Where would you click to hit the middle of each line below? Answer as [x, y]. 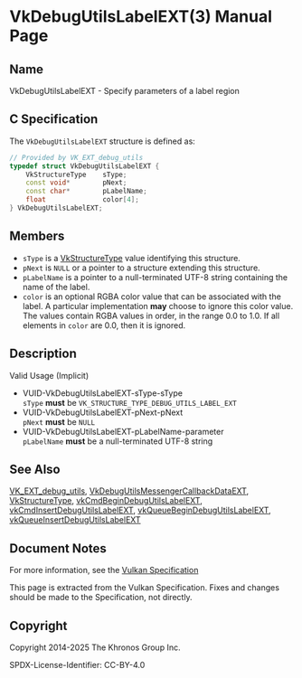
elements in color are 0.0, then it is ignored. [104, 325]
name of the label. [56, 287]
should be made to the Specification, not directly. [101, 598]
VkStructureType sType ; [76, 174]
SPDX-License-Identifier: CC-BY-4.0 [77, 665]
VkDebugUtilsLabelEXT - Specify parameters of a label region [124, 91]
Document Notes [58, 548]
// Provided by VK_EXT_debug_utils [76, 157]
